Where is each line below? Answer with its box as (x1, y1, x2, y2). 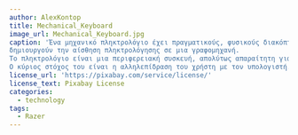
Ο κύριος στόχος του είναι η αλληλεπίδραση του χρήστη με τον (9, 63, 244, 72)
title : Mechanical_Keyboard (9, 21, 114, 30)
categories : (9, 87, 53, 96)
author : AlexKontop (9, 12, 82, 22)
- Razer (17, 112, 46, 121)
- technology (17, 95, 66, 105)
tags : (9, 104, 29, 113)
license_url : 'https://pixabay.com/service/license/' (9, 71, 213, 80)
